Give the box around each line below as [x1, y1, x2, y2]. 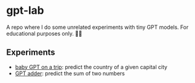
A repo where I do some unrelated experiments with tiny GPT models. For [6, 23, 189, 31]
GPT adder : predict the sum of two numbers [14, 70, 125, 77]
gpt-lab [6, 4, 44, 17]
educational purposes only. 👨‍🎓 [6, 29, 83, 37]
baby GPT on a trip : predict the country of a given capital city [14, 63, 168, 70]
